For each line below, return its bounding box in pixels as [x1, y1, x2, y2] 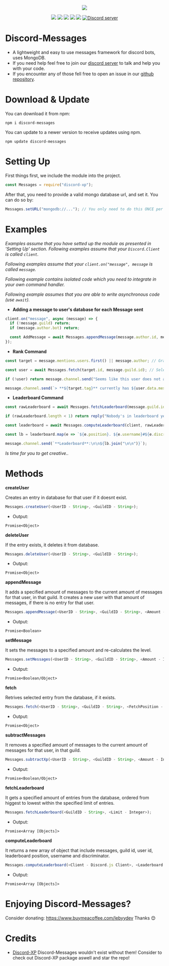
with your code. [12, 65, 45, 71]
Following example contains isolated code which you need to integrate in [5, 276, 157, 282]
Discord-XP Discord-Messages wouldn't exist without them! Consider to [12, 949, 162, 955]
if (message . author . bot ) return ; [10, 326, 80, 331]
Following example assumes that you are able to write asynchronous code [5, 291, 160, 297]
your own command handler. [5, 281, 65, 288]
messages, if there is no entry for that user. [5, 600, 95, 606]
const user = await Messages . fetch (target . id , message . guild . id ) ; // [5, 367, 154, 373]
